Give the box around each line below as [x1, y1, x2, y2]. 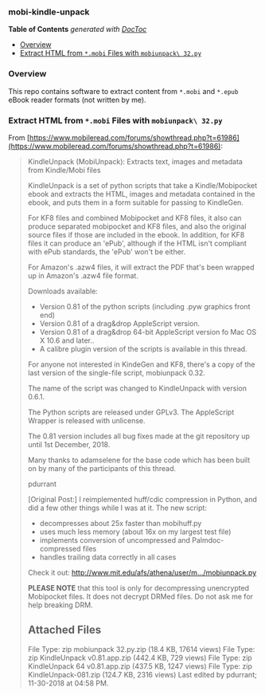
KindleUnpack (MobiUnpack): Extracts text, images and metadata [27, 156, 243, 166]
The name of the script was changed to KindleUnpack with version [27, 383, 247, 393]
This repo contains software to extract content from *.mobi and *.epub [8, 86, 239, 96]
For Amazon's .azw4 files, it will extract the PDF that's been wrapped [27, 262, 255, 272]
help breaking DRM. [27, 600, 93, 610]
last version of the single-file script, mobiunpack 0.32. [27, 367, 205, 377]
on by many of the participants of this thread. [27, 463, 177, 473]
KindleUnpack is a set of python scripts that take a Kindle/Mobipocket [27, 180, 258, 190]
